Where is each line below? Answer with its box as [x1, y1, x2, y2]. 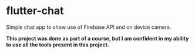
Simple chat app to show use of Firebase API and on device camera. [6, 23, 172, 31]
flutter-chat [6, 4, 64, 18]
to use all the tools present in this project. [6, 41, 110, 48]
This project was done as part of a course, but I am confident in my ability [6, 35, 189, 42]
